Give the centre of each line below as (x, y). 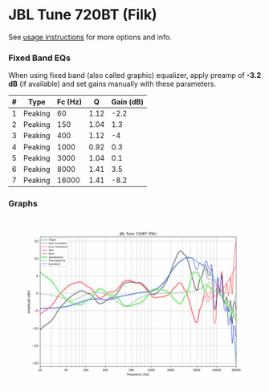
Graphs (23, 203)
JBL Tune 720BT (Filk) (83, 15)
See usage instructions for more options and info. (90, 37)
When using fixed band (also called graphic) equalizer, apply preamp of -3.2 (135, 76)
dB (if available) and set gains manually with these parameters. (112, 84)
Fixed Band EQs (39, 58)
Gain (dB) (128, 101)
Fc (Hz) (70, 101)
